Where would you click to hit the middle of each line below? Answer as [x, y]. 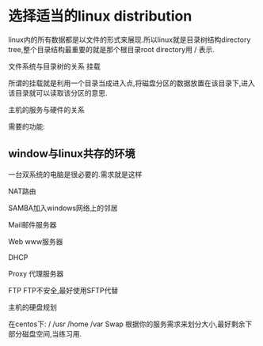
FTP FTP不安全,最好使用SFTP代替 [63, 290]
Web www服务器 [36, 241]
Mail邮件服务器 [32, 224]
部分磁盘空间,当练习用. [45, 333]
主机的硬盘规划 [32, 307]
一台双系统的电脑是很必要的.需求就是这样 [75, 174]
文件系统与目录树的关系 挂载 [54, 66]
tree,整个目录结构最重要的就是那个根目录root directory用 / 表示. [112, 49]
